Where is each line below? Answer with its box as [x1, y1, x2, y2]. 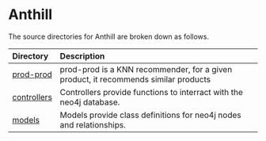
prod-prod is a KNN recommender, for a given [59, 63, 233, 74]
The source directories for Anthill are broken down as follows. [8, 32, 210, 41]
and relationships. [59, 119, 127, 130]
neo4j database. [59, 97, 120, 108]
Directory [12, 50, 49, 61]
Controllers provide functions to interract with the [59, 86, 244, 97]
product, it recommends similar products [59, 74, 211, 85]
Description [59, 50, 105, 61]
